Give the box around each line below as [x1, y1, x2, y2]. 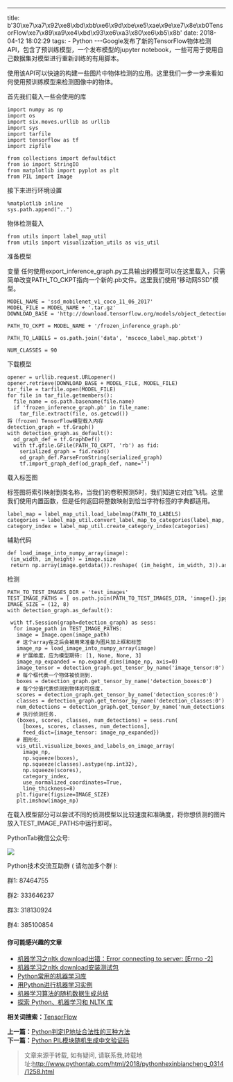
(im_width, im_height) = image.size [10, 556, 116, 563]
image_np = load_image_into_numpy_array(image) [16, 645, 157, 652]
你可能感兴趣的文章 [7, 937, 62, 946]
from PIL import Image [7, 173, 73, 180]
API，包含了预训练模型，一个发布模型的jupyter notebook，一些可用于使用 [7, 46, 218, 54]
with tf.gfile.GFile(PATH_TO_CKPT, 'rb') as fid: [13, 442, 159, 449]
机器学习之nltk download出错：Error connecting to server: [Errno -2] [17, 955, 214, 963]
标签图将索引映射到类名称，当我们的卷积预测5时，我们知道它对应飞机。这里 [7, 488, 224, 496]
